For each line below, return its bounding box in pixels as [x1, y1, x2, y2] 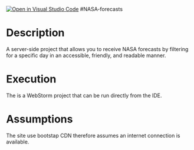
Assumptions [6, 112, 73, 126]
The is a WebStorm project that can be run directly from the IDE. [6, 92, 162, 99]
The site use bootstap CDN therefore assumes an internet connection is [6, 132, 180, 139]
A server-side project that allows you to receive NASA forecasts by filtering [6, 45, 189, 52]
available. [6, 138, 29, 145]
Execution [6, 72, 57, 86]
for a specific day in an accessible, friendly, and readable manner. [6, 52, 166, 59]
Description [6, 26, 65, 39]
